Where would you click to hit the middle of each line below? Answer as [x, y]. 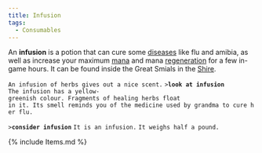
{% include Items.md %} [48, 142]
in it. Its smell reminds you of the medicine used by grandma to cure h [131, 106]
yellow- [87, 92]
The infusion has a [40, 92]
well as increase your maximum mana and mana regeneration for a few [123, 60]
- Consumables [38, 30]
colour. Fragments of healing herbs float [110, 99]
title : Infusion [35, 15]
